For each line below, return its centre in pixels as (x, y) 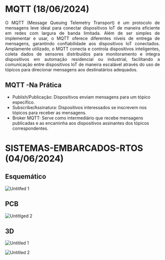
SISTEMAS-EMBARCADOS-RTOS (74, 148)
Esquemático (26, 177)
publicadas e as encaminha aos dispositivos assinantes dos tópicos (81, 123)
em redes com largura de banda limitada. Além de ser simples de (82, 33)
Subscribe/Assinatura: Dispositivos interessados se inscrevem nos (79, 107)
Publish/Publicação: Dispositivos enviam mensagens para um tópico (81, 97)
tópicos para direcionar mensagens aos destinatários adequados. (71, 69)
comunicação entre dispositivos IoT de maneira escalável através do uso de (82, 64)
